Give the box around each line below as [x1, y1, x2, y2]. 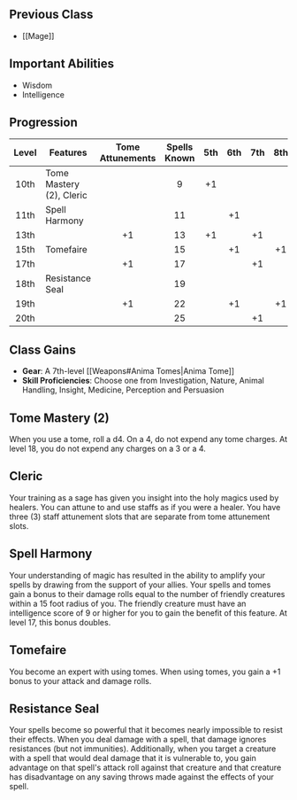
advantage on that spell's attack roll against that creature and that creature [9, 762, 282, 773]
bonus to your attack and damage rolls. [9, 675, 152, 686]
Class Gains [9, 342, 77, 357]
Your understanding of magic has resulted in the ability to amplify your [9, 570, 265, 580]
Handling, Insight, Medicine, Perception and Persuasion [21, 384, 225, 395]
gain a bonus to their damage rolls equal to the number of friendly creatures [9, 588, 286, 599]
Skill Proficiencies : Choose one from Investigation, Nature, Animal [21, 376, 265, 386]
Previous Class [9, 7, 94, 22]
